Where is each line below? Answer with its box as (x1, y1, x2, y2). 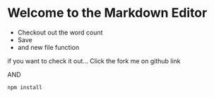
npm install (7, 84, 42, 91)
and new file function (17, 43, 80, 51)
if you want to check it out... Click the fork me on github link (7, 56, 182, 65)
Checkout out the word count (17, 28, 103, 37)
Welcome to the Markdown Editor (7, 5, 208, 21)
